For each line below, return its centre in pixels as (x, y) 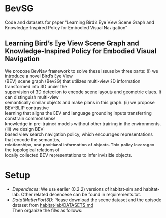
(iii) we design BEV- (25, 129)
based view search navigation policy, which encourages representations (79, 134)
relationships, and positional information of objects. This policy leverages (80, 145)
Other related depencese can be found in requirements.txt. (81, 194)
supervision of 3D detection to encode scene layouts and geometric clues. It (83, 92)
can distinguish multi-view (32, 97)
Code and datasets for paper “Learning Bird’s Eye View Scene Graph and (80, 22)
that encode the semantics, (33, 139)
